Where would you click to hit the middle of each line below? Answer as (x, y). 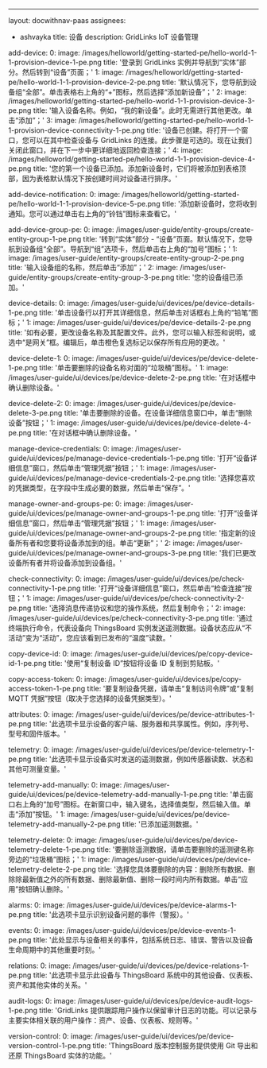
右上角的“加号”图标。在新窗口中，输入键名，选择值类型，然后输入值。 (130, 804)
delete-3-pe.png (35, 413)
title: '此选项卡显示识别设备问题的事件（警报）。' (111, 914)
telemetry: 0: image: (41, 749)
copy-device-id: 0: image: (50, 654)
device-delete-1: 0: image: (51, 358)
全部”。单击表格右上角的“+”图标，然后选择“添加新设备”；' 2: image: (136, 92)
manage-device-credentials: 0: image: (71, 449)
